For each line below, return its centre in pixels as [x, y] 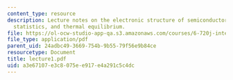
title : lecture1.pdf [37, 59]
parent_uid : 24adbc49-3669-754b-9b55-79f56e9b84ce [82, 46]
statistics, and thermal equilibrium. [70, 26]
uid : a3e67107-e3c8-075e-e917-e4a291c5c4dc [71, 65]
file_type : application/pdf [48, 40]
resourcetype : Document [42, 53]
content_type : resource [42, 14]
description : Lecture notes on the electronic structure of [96, 20]
